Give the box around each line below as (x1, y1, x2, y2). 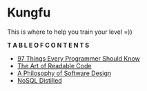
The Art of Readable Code (17, 61, 92, 70)
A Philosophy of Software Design (17, 69, 112, 77)
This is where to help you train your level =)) (7, 28, 133, 36)
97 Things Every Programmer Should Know (17, 54, 140, 63)
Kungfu (7, 5, 51, 21)
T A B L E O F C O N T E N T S (7, 41, 90, 49)
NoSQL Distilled (17, 76, 62, 84)
